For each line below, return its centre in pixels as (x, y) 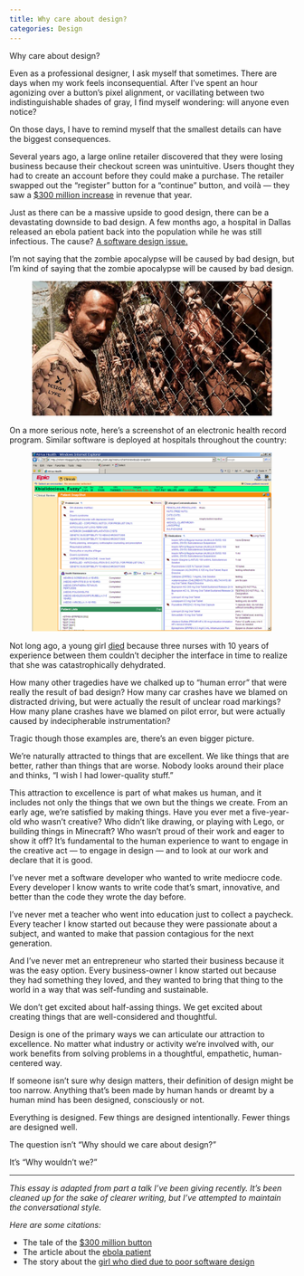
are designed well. (44, 1128)
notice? (23, 111)
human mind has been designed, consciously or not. (107, 1100)
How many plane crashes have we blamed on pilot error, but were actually (147, 711)
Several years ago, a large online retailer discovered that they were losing (146, 156)
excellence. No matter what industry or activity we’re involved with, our (142, 1044)
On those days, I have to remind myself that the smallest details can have (146, 129)
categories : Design (46, 29)
